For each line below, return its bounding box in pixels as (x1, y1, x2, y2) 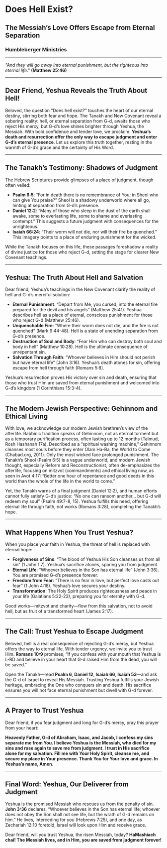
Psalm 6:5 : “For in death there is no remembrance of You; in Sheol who (12, 192, 159, 198)
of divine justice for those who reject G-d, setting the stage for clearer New (5, 249, 159, 255)
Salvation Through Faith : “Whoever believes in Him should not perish (12, 355, 156, 361)
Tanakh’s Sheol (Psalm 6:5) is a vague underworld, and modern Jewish (5, 457, 151, 463)
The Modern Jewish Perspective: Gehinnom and (5, 404, 158, 413)
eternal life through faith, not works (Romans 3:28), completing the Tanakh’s (5, 504, 161, 510)
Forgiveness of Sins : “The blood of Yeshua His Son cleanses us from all (12, 556, 161, 562)
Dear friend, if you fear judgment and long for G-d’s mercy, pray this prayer (5, 720, 159, 726)
